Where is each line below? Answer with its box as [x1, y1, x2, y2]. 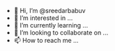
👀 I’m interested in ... [13, 14, 73, 22]
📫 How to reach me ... [13, 37, 79, 44]
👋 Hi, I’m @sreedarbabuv [13, 7, 86, 14]
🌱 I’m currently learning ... [13, 21, 89, 29]
